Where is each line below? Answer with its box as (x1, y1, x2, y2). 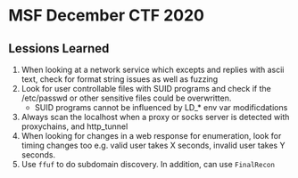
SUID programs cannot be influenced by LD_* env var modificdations (34, 102, 288, 112)
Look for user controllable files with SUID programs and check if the (21, 84, 271, 93)
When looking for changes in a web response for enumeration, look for (21, 131, 282, 141)
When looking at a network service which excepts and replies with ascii (21, 64, 285, 75)
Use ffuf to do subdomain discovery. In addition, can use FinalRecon (21, 159, 276, 169)
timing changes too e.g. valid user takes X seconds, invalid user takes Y (21, 140, 286, 150)
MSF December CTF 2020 (8, 5, 204, 26)
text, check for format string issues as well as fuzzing (21, 74, 219, 85)
